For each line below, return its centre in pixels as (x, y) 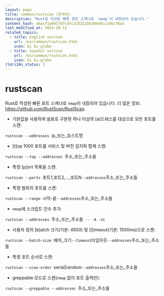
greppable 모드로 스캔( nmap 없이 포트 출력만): (56, 278)
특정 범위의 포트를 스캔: (35, 188)
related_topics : (22, 33)
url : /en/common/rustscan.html (46, 42)
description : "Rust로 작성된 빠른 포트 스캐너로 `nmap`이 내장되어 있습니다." (77, 19)
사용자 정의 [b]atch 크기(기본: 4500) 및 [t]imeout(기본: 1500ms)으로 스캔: (84, 230)
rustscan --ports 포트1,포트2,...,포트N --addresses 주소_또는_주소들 (71, 177)
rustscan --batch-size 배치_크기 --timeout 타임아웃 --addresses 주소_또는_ (78, 240)
